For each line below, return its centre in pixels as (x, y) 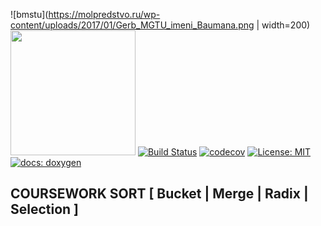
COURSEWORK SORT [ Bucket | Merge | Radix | (159, 194)
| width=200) (283, 25)
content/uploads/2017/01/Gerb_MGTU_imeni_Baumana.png (132, 25)
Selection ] (45, 209)
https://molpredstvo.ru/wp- (104, 14)
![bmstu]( (29, 14)
